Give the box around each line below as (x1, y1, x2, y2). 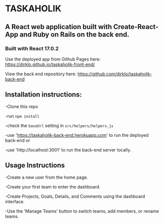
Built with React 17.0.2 (5, 45, 59, 52)
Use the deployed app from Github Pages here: (5, 56, 101, 62)
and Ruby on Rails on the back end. (19, 30, 130, 38)
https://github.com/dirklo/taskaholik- (77, 71, 152, 77)
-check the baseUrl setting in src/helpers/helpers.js (5, 123, 114, 128)
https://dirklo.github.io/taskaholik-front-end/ (5, 61, 95, 67)
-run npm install (5, 113, 39, 119)
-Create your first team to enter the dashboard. (5, 184, 101, 190)
